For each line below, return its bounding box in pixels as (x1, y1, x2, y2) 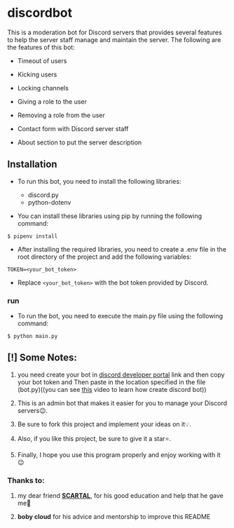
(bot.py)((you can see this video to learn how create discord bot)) (17, 385, 207, 393)
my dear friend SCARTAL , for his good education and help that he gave (17, 492, 224, 500)
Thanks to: (7, 475, 45, 485)
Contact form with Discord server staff (17, 124, 129, 133)
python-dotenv (27, 198, 71, 206)
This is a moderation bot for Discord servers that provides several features (7, 28, 222, 36)
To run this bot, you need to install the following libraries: (17, 177, 181, 185)
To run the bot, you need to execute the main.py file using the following (17, 312, 223, 320)
